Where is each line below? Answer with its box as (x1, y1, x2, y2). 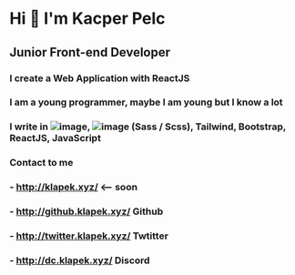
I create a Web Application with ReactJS (9, 72, 190, 85)
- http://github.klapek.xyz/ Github (9, 205, 164, 218)
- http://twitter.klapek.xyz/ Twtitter (9, 229, 168, 242)
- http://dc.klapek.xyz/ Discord (9, 254, 150, 267)
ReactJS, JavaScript (9, 132, 102, 145)
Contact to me (9, 157, 74, 169)
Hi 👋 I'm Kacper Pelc (9, 8, 166, 29)
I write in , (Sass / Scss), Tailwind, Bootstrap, (9, 120, 287, 133)
